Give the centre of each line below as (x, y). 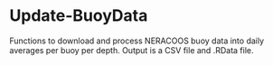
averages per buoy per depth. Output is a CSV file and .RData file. (132, 50)
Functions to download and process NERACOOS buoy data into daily (137, 41)
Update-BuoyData (79, 16)
